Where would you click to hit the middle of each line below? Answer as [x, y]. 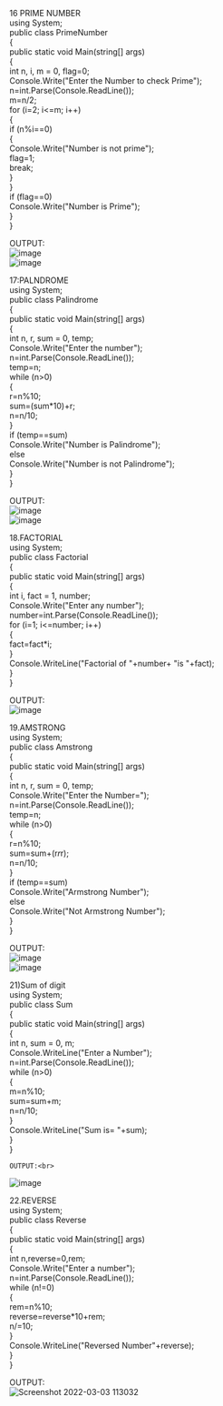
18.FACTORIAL [36, 537]
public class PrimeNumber [59, 32]
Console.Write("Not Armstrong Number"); [87, 911]
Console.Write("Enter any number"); [77, 605]
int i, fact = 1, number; [50, 596]
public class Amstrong [51, 747]
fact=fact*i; [31, 644]
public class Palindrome [54, 300]
